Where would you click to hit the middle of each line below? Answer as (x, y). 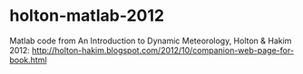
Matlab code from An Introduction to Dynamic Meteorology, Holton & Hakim (151, 41)
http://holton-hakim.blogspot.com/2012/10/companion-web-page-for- (163, 50)
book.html (28, 60)
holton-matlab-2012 (87, 16)
